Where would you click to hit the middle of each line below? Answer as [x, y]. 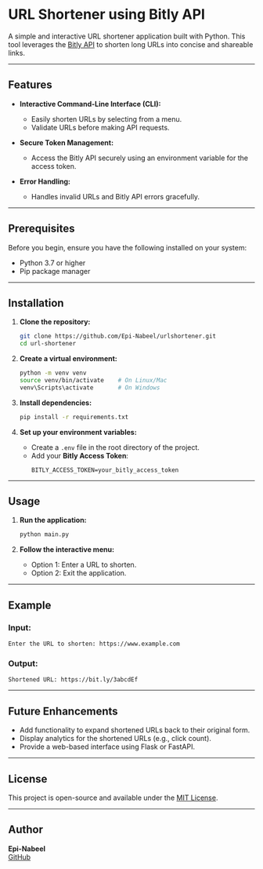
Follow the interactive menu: [67, 550]
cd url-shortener [48, 344]
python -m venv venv [53, 373]
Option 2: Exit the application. [79, 573]
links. [17, 53]
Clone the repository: [55, 322]
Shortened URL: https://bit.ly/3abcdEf [73, 680]
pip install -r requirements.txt [74, 417]
